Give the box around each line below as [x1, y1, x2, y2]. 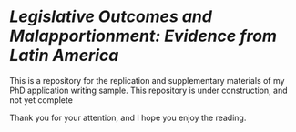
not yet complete [9, 94, 73, 106]
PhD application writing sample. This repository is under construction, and [9, 85, 289, 96]
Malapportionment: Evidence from [9, 25, 278, 46]
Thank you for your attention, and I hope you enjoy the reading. [9, 112, 247, 123]
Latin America [9, 46, 119, 66]
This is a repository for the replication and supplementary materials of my [9, 75, 285, 86]
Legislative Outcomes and [9, 6, 212, 27]
